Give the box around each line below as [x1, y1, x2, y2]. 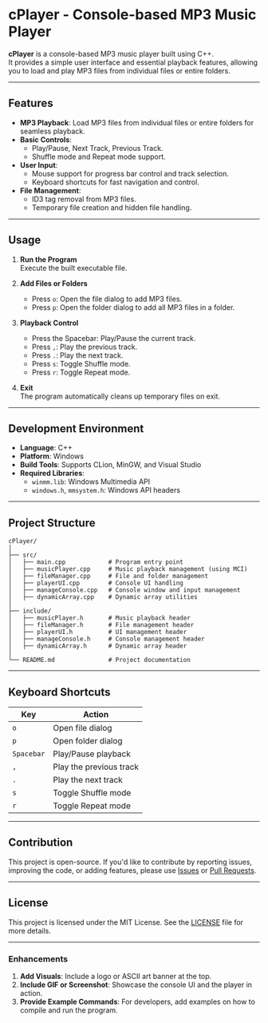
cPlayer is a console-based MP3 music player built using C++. [8, 49, 214, 58]
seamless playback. [19, 126, 85, 136]
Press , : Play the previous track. [31, 342, 138, 351]
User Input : [19, 160, 58, 169]
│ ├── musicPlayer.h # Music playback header [8, 614, 191, 622]
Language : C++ [19, 443, 73, 453]
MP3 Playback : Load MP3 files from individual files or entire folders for [19, 117, 254, 127]
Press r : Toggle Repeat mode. [31, 367, 131, 377]
